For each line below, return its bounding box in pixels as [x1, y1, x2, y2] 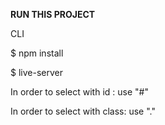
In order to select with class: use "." [10, 105, 156, 117]
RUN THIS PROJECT [10, 9, 96, 20]
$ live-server [10, 67, 63, 78]
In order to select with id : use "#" [10, 86, 149, 98]
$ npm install [10, 47, 64, 59]
